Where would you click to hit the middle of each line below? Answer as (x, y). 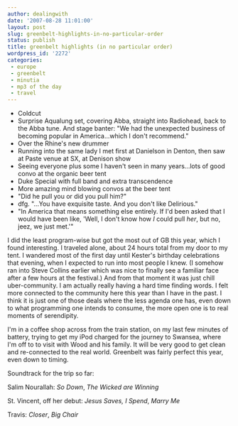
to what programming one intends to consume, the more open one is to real (118, 308)
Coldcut (29, 114)
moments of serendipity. (43, 316)
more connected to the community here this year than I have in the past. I (115, 293)
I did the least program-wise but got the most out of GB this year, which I (114, 240)
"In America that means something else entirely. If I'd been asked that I (121, 212)
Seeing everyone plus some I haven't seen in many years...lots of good (121, 166)
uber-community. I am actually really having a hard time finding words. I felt (118, 285)
